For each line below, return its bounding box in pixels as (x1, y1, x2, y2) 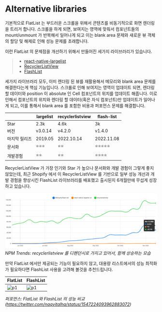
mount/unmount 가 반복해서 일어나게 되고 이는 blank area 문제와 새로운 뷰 (5, 32, 147, 38)
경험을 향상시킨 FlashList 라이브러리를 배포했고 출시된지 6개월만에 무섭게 (10, 177, 148, 183)
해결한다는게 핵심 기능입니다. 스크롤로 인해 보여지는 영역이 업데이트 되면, (5, 84, 142, 90)
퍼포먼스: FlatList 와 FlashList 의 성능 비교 (5, 296, 85, 302)
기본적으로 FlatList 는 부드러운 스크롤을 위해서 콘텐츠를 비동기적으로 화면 (5, 20, 142, 26)
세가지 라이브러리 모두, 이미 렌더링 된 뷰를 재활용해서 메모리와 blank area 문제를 (5, 78, 156, 84)
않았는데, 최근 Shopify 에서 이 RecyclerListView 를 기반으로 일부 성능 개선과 (5, 171, 150, 177)
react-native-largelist (24, 58, 66, 64)
